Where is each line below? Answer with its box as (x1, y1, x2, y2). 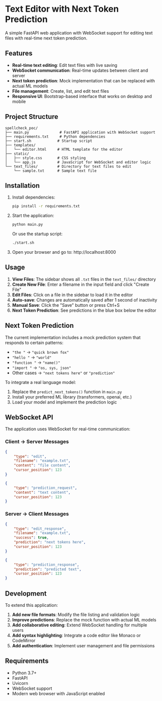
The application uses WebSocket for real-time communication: (5, 426, 130, 432)
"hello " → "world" (12, 354, 52, 360)
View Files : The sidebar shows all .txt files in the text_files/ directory (12, 276, 156, 282)
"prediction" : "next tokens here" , (14, 540, 86, 545)
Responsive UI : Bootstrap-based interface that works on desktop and (12, 93, 152, 99)
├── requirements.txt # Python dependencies (5, 134, 106, 139)
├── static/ (5, 151, 29, 156)
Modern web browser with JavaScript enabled (12, 690, 105, 696)
